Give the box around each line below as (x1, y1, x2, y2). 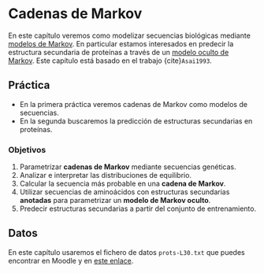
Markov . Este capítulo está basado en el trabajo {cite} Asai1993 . (8, 56, 213, 65)
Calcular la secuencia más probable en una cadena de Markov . (19, 179, 226, 189)
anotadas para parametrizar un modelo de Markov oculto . (19, 196, 211, 205)
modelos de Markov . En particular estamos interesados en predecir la (8, 39, 234, 48)
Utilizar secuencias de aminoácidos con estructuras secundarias (19, 187, 230, 197)
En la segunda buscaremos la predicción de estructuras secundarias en (19, 116, 253, 126)
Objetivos (8, 144, 46, 155)
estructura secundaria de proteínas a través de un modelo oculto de (8, 47, 229, 57)
